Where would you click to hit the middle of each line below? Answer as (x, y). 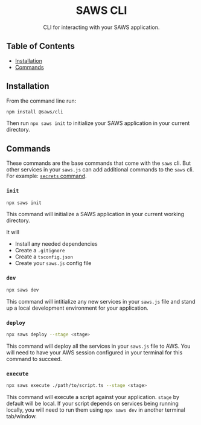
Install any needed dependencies (56, 244)
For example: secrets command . (46, 176)
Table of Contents (41, 46)
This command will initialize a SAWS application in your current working (95, 214)
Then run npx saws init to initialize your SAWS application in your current (98, 123)
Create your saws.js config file (53, 263)
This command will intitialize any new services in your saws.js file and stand (101, 301)
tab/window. (22, 416)
